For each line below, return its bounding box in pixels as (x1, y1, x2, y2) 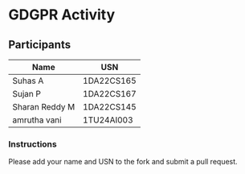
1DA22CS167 (83, 89, 137, 99)
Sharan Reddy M (12, 101, 76, 112)
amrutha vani (12, 114, 62, 126)
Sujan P (12, 89, 42, 99)
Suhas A (12, 75, 44, 86)
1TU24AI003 (83, 114, 134, 126)
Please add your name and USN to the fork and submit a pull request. (8, 157, 239, 167)
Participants (8, 38, 71, 52)
